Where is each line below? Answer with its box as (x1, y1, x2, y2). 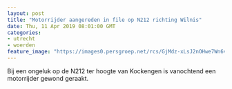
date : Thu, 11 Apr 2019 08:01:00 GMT (7, 23, 116, 29)
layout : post (7, 10, 45, 17)
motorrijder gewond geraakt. (7, 74, 89, 82)
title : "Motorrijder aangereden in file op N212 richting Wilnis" (7, 16, 202, 23)
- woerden (7, 42, 36, 49)
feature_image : (7, 49, 51, 55)
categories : (7, 29, 41, 36)
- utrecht (7, 36, 36, 42)
